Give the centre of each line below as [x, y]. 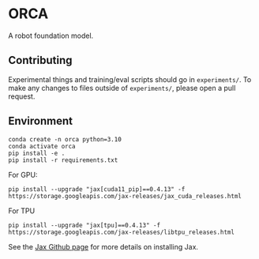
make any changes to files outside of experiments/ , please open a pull [122, 88]
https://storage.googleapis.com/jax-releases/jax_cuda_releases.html [125, 196]
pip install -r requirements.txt [63, 160]
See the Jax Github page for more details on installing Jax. [103, 246]
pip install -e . [37, 153]
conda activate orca [42, 146]
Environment [41, 121]
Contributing [40, 60]
